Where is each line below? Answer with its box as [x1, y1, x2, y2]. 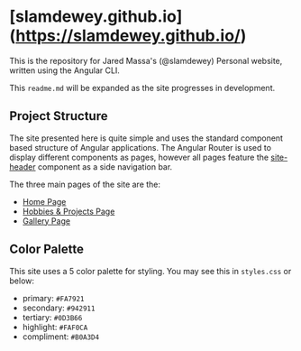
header [9, 161, 36, 172]
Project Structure [9, 108, 108, 124]
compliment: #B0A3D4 [22, 331, 100, 342]
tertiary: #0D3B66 [22, 311, 83, 322]
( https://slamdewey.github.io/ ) [9, 25, 247, 46]
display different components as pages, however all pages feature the [9, 152, 269, 162]
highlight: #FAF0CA [22, 321, 88, 332]
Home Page [22, 196, 67, 207]
